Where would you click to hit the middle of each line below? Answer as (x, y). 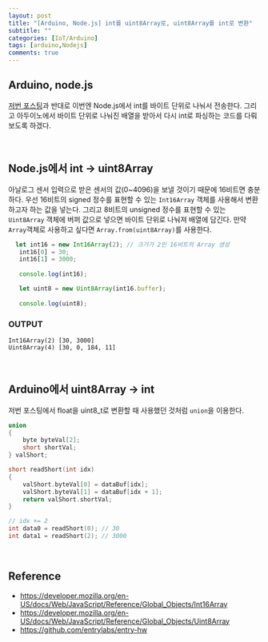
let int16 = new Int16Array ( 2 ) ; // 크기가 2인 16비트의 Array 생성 (123, 245)
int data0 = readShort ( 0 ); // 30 (64, 528)
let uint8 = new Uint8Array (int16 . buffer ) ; (92, 289)
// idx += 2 (28, 521)
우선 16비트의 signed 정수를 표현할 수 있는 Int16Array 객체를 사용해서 (134, 199)
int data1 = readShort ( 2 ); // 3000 (68, 536)
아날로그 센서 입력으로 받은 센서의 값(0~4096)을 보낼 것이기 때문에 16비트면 (127, 189)
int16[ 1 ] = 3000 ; (48, 259)
